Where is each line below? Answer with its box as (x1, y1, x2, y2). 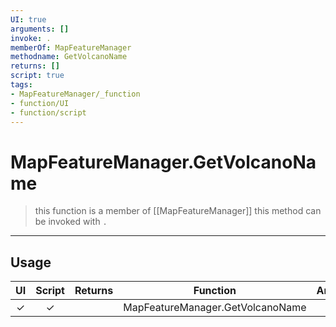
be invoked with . (34, 216, 108, 228)
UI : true (10, 14, 47, 25)
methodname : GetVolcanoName (10, 52, 128, 62)
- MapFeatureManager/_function (10, 89, 141, 99)
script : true (10, 71, 65, 81)
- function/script (10, 107, 87, 118)
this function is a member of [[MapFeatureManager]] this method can (34, 205, 322, 217)
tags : (10, 80, 33, 90)
